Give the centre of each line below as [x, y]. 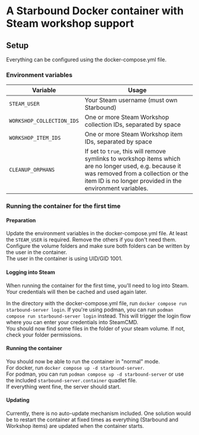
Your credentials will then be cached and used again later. [77, 292]
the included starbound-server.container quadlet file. [72, 380]
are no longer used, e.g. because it [133, 166]
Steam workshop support [70, 23]
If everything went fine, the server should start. [64, 386]
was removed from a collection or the [137, 174]
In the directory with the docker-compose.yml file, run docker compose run [97, 303]
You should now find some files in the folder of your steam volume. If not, [96, 328]
